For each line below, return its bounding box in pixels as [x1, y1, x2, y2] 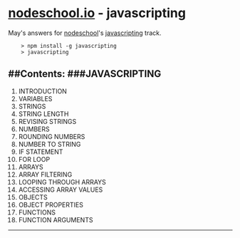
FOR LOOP [18, 155, 51, 163]
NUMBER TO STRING [18, 140, 81, 148]
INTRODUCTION [18, 87, 67, 95]
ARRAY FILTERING [18, 170, 73, 179]
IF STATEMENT [18, 148, 63, 156]
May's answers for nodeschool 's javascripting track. [8, 29, 162, 37]
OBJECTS [18, 192, 48, 201]
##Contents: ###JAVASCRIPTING [8, 68, 162, 80]
